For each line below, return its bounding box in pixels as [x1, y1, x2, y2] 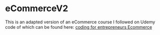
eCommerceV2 [5, 3, 68, 14]
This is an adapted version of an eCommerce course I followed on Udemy [5, 19, 156, 25]
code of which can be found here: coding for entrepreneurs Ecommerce [5, 24, 153, 30]
